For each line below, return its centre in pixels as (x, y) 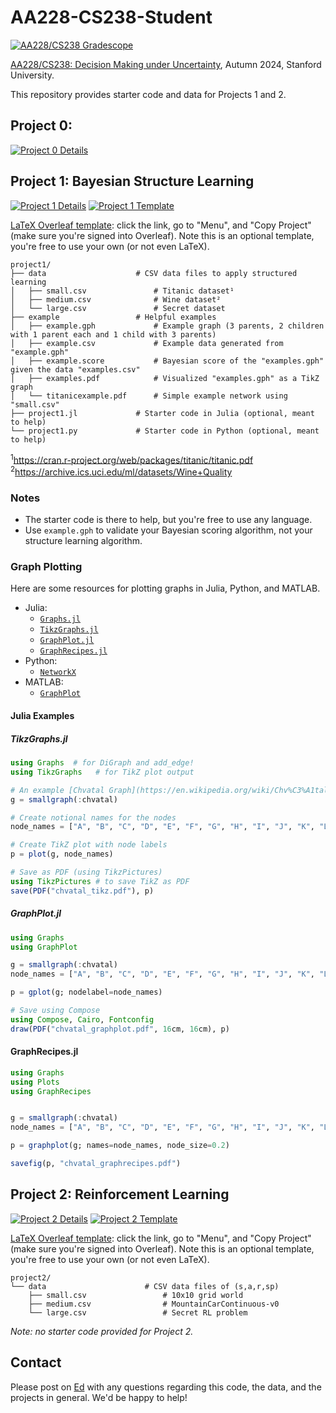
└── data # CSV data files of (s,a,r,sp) (145, 1286)
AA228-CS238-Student (111, 17)
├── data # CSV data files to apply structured (154, 273)
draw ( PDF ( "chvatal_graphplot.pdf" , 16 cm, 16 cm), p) (120, 1029)
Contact (36, 1362)
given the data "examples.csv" (75, 369)
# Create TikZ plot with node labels (89, 845)
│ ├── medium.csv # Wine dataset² (116, 299)
